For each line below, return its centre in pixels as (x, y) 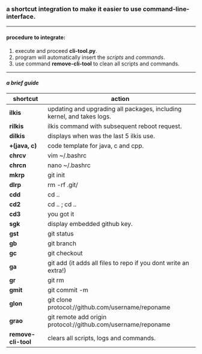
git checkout (65, 253)
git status (61, 233)
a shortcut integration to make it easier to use (74, 9)
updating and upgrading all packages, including (115, 109)
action (120, 99)
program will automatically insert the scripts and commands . (90, 57)
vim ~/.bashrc (67, 155)
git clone (60, 299)
